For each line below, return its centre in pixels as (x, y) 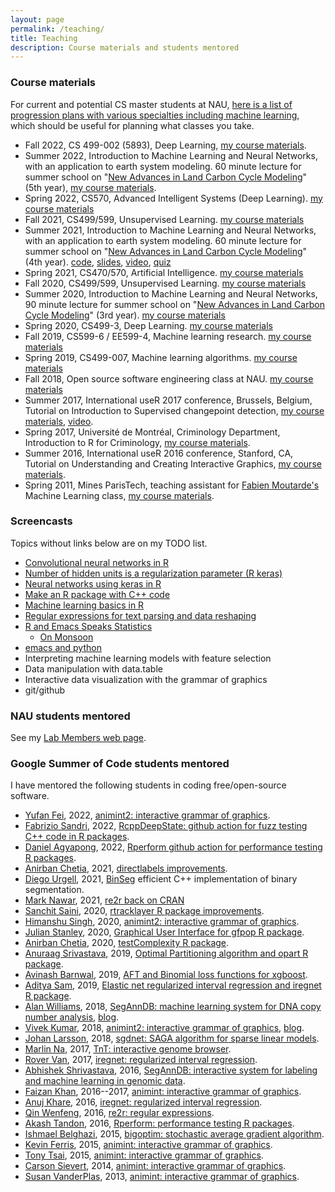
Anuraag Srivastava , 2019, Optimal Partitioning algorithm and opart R (166, 953)
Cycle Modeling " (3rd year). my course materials (125, 315)
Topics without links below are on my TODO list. (109, 543)
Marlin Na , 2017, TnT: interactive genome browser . (128, 1049)
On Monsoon (66, 637)
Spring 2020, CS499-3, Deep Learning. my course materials (148, 325)
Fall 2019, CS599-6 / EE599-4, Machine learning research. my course (168, 336)
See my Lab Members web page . (78, 738)
